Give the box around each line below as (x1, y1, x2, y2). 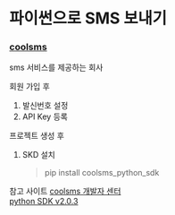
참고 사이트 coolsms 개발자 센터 (9, 185, 121, 197)
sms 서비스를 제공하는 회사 (9, 62, 104, 73)
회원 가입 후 (9, 82, 51, 92)
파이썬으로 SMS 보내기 (9, 8, 168, 29)
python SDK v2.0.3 (9, 196, 79, 207)
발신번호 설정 (21, 100, 69, 111)
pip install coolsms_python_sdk (44, 168, 160, 178)
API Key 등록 (21, 111, 69, 122)
